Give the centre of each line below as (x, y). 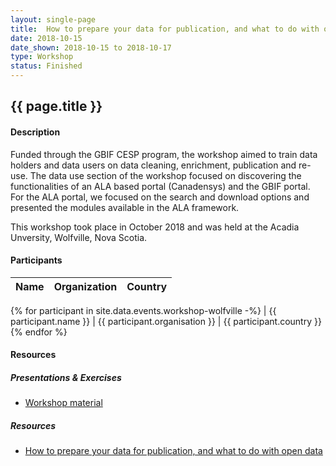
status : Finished (46, 66)
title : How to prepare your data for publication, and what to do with (165, 29)
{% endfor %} (39, 332)
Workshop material (63, 403)
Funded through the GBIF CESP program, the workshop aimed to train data (164, 154)
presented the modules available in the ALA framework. (125, 207)
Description (35, 132)
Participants (36, 260)
